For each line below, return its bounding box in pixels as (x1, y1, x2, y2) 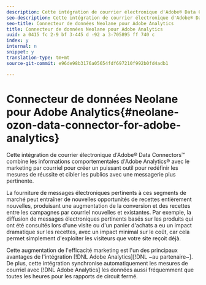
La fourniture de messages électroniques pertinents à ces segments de (6, 189, 187, 197)
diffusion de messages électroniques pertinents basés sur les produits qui (6, 215, 194, 222)
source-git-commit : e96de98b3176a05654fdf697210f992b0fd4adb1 (6, 60, 169, 66)
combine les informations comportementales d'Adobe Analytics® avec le (6, 158, 190, 165)
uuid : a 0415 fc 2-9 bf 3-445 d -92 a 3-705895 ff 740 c (6, 32, 155, 38)
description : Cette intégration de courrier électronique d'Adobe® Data (6, 9, 196, 15)
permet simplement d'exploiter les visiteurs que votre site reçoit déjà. (6, 235, 181, 242)
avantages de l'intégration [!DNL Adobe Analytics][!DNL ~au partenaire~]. (6, 253, 193, 260)
